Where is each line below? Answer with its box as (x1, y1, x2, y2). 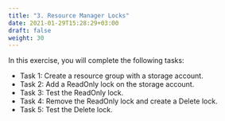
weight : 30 (8, 33, 45, 42)
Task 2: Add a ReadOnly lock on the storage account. (19, 80, 195, 89)
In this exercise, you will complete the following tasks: (8, 56, 184, 65)
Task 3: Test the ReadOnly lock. (19, 88, 124, 98)
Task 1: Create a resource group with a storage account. (19, 71, 204, 80)
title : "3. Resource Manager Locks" (8, 11, 130, 20)
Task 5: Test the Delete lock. (19, 105, 113, 115)
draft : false (8, 26, 52, 34)
